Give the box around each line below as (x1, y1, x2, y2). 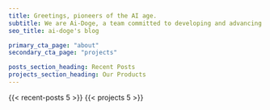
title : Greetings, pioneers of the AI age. (8, 11, 158, 20)
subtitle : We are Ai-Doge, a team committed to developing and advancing (8, 19, 263, 27)
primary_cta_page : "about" (8, 41, 99, 49)
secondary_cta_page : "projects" (8, 49, 117, 57)
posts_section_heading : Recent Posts (8, 63, 136, 71)
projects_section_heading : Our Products (8, 71, 147, 79)
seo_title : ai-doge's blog (8, 26, 99, 35)
